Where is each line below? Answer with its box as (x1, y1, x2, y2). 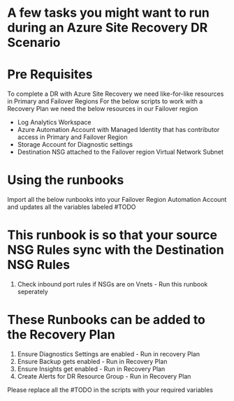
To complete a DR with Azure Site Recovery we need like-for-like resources (7, 89, 224, 99)
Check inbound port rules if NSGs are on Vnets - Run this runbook (17, 280, 208, 288)
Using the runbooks (7, 173, 124, 188)
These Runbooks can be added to (7, 312, 206, 328)
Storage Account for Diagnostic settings (17, 140, 133, 149)
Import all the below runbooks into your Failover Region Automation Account (7, 196, 227, 204)
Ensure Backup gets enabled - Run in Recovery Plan (17, 357, 168, 365)
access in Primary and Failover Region (17, 133, 128, 141)
